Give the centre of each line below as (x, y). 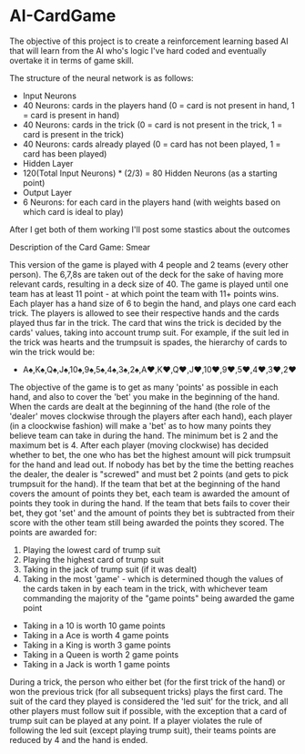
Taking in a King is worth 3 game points (97, 645)
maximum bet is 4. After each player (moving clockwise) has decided (139, 445)
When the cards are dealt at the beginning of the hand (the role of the (140, 406)
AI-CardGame (63, 16)
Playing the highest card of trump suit (93, 559)
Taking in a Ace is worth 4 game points (96, 635)
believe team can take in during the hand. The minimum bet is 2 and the (144, 435)
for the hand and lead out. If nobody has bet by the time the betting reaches (152, 464)
